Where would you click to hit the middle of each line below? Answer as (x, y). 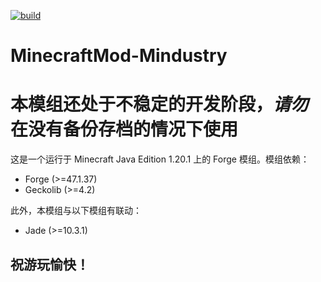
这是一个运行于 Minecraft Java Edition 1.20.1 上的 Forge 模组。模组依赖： (160, 159)
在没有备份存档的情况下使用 (124, 129)
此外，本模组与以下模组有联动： (76, 211)
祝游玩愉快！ (50, 264)
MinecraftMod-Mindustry (119, 56)
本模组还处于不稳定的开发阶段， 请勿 (159, 104)
